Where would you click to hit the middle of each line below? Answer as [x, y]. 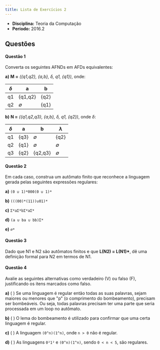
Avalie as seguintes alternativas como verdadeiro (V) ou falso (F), [71, 278]
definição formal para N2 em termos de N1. [48, 256]
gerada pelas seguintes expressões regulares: [51, 182]
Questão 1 [15, 56]
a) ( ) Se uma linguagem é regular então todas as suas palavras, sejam [76, 293]
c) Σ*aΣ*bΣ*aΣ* [20, 211]
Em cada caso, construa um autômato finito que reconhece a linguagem [78, 177]
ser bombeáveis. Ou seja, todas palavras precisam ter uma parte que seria [80, 303]
